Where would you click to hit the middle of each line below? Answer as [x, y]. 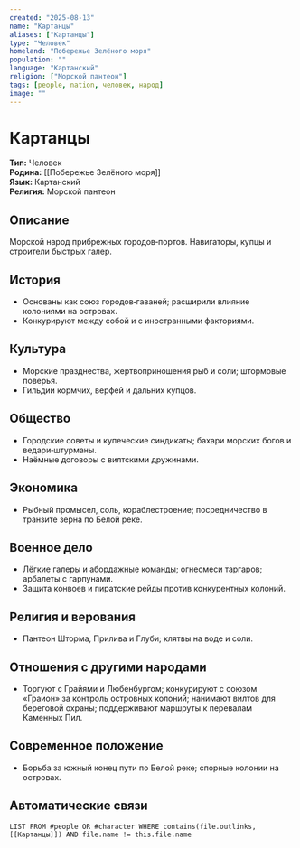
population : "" [38, 60]
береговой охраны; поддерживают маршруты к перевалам [137, 708]
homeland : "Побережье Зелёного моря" [80, 51]
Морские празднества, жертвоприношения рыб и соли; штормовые [154, 370]
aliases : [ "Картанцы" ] [52, 34]
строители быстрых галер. [61, 252]
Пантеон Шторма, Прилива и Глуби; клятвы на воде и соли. [137, 638]
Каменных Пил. [52, 717]
